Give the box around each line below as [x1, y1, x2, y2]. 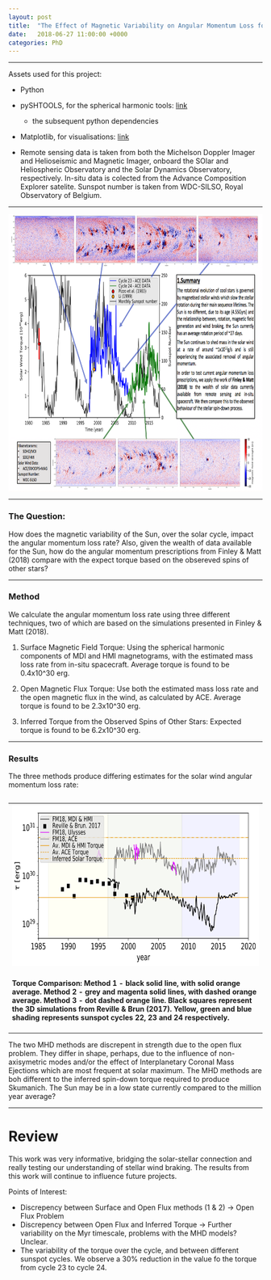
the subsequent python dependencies [31, 116, 159, 126]
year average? [8, 1091, 56, 1101]
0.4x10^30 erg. [19, 667, 70, 678]
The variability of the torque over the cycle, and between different [19, 1245, 240, 1255]
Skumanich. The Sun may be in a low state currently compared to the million [8, 1083, 262, 1093]
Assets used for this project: [8, 69, 102, 79]
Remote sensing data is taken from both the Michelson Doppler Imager [19, 148, 256, 158]
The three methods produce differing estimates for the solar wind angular [8, 772, 252, 781]
